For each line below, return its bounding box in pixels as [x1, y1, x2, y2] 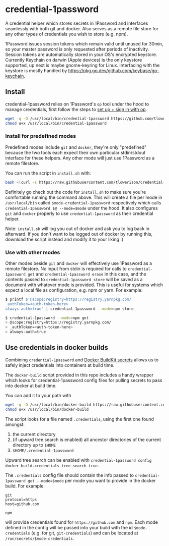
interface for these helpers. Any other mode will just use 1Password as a [5, 155, 155, 161]
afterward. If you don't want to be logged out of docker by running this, [5, 231, 153, 237]
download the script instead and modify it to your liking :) [5, 236, 124, 242]
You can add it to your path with [5, 392, 71, 398]
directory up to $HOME [12, 442, 56, 448]
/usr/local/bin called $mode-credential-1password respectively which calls [5, 199, 161, 205]
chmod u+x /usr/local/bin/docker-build [5, 407, 89, 412]
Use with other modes [5, 249, 60, 256]
